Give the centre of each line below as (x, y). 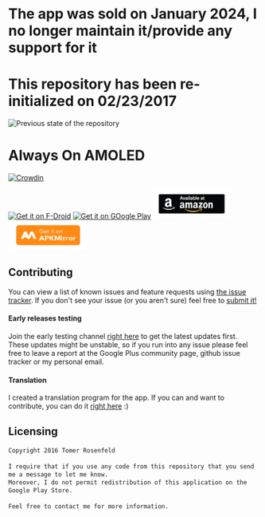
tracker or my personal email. (57, 362)
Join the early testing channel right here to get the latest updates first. (123, 337)
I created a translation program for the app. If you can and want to (117, 398)
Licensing (33, 431)
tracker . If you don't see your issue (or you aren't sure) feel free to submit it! (132, 300)
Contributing (41, 272)
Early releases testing (45, 318)
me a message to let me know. (58, 475)
